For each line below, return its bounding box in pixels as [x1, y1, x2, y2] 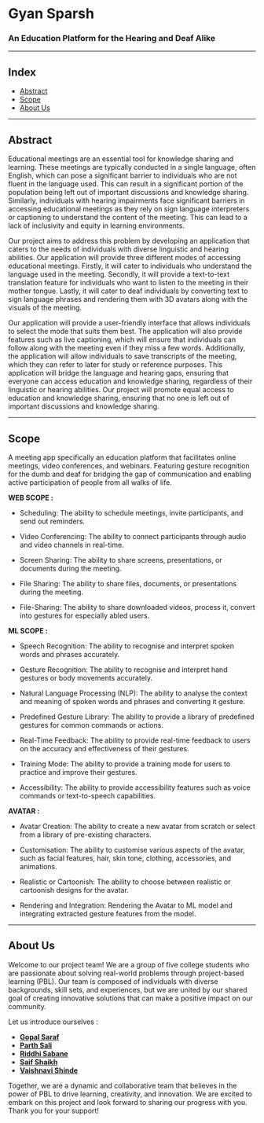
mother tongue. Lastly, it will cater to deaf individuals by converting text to [8, 286, 248, 295]
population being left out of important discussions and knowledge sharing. [8, 188, 249, 197]
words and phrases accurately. [19, 649, 120, 659]
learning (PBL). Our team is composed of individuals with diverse [8, 976, 218, 986]
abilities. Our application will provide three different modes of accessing [8, 253, 241, 262]
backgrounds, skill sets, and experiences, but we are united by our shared [8, 985, 247, 994]
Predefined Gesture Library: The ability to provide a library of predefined [19, 712, 255, 721]
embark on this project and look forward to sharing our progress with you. [8, 1097, 247, 1106]
